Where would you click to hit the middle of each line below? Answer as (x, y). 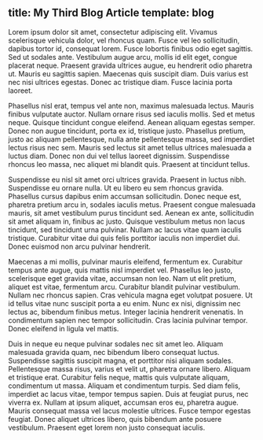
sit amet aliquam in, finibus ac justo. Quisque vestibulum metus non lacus (127, 221)
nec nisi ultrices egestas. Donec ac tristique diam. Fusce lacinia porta (121, 82)
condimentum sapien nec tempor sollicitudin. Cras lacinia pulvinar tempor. (128, 320)
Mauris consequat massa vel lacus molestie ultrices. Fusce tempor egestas (130, 410)
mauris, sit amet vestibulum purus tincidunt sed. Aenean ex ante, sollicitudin (131, 213)
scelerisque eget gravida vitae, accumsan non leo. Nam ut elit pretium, (122, 278)
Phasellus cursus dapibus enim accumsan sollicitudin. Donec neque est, (125, 196)
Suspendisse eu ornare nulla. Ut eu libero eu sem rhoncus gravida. (116, 187)
